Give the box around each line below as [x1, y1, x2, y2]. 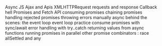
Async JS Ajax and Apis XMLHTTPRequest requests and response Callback [5, 4, 157, 10]
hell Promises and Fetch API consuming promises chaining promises [5, 9, 142, 15]
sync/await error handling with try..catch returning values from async [5, 25, 144, 31]
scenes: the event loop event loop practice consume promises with [5, 20, 140, 25]
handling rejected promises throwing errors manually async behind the [5, 15, 147, 20]
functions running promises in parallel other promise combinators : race [5, 30, 149, 36]
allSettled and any [5, 35, 41, 41]
